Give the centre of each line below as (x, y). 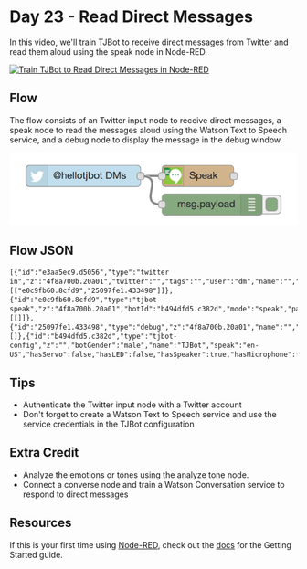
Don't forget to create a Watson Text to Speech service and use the (149, 414)
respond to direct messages (75, 494)
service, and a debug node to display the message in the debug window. (146, 140)
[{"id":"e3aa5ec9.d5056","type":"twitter (90, 273)
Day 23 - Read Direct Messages (132, 17)
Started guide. (37, 554)
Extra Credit (44, 453)
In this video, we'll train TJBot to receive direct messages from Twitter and (149, 42)
